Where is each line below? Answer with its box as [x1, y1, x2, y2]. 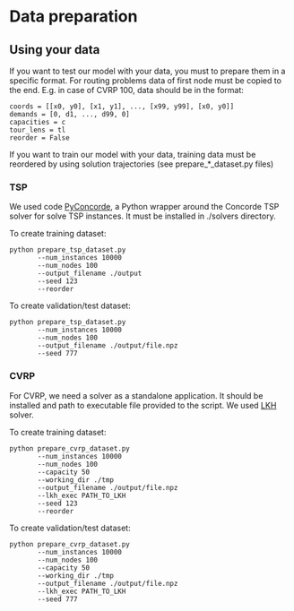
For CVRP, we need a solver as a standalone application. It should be [9, 390, 264, 400]
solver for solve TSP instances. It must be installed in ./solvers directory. [9, 211, 276, 221]
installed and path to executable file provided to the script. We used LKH [9, 400, 277, 410]
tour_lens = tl [9, 125, 66, 134]
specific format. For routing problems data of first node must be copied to [9, 75, 282, 86]
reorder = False [9, 133, 70, 142]
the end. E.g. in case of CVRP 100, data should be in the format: [9, 85, 245, 95]
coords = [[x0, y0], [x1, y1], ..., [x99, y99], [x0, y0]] [9, 102, 235, 111]
